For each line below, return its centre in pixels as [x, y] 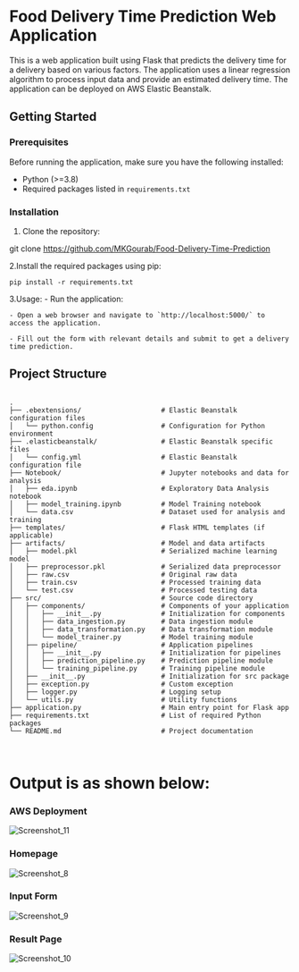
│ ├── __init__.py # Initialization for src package [149, 676]
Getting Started [53, 117]
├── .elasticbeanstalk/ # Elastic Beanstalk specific [141, 441]
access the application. [55, 323]
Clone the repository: [61, 231]
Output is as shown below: [110, 783]
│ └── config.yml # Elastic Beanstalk [124, 457]
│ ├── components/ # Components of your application [149, 605]
